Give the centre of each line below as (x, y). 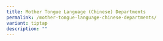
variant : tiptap (27, 23)
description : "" (27, 29)
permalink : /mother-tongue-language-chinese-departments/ (81, 17)
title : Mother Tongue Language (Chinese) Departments (76, 12)
